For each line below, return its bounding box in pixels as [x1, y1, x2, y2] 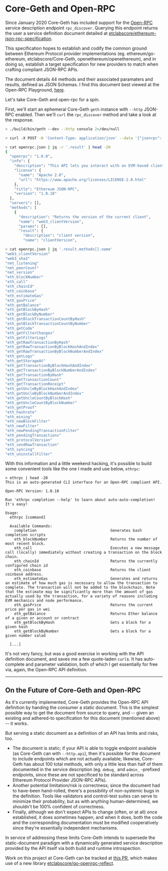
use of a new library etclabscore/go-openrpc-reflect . [5, 860, 114, 866]
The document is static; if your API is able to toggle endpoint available [12, 745, 156, 751]
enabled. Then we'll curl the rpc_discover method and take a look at [15, 111, 156, 118]
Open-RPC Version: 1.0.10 [5, 489, 59, 494]
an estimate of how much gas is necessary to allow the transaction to [5, 581, 157, 586]
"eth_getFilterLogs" [5, 335, 48, 340]
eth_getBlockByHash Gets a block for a [14, 620, 151, 625]
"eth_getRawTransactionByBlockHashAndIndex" [5, 344, 99, 349]
